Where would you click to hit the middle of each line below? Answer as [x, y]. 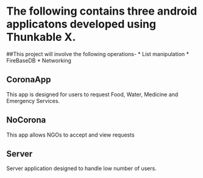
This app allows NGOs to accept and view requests [71, 135]
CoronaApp [29, 80]
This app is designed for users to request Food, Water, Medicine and [92, 94]
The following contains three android [102, 11]
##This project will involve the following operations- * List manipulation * [98, 54]
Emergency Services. [33, 101]
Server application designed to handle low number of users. [81, 168]
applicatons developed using [81, 24]
